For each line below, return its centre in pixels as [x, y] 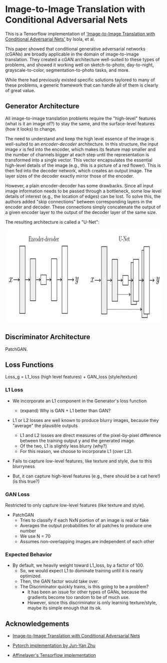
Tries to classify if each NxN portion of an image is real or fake [84, 520]
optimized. [31, 576]
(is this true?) [26, 481]
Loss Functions [29, 365]
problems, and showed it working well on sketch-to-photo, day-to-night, [79, 65]
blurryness [23, 466]
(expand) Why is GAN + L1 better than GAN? [65, 410]
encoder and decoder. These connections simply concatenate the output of [83, 207]
